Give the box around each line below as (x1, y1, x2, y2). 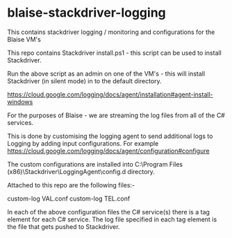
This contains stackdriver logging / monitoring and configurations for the (7, 28, 215, 36)
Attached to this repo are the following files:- (7, 180, 135, 189)
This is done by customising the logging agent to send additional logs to (7, 132, 213, 140)
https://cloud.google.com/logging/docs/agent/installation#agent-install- (7, 90, 213, 99)
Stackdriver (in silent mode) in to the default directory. (7, 76, 162, 85)
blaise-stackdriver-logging (7, 5, 167, 21)
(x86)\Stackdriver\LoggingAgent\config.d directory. (7, 167, 155, 176)
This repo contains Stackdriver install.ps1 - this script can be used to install (7, 49, 222, 57)
